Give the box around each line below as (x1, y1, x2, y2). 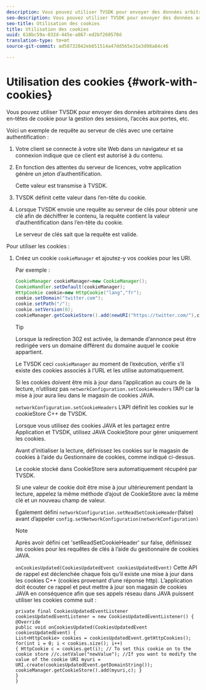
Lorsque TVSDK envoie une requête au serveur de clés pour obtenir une (15, 205, 198, 213)
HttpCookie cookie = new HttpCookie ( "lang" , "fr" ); (15, 289, 142, 296)
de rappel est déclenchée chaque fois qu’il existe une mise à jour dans (15, 570, 194, 577)
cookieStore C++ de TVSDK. (15, 410, 88, 417)
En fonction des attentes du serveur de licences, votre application (15, 163, 182, 171)
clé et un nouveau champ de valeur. (15, 496, 106, 504)
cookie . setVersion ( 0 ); (15, 307, 74, 313)
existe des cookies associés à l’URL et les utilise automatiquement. (15, 366, 185, 374)
